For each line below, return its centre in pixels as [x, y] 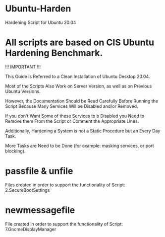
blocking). [15, 151]
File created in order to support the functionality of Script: [64, 224]
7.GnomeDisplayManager [31, 229]
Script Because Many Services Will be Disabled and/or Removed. [72, 106]
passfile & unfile [39, 171]
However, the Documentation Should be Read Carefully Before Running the [82, 101]
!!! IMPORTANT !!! [23, 67]
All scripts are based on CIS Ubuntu [80, 42]
